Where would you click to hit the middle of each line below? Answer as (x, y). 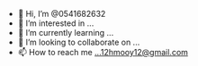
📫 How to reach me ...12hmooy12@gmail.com (103, 52)
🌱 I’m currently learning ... (66, 33)
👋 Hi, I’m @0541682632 (62, 14)
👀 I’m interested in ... (56, 23)
